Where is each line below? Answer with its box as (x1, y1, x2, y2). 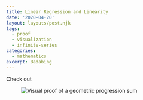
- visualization (11, 37, 52, 43)
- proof (11, 31, 31, 37)
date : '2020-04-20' (6, 14, 55, 20)
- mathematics (11, 53, 47, 59)
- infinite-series (11, 43, 58, 49)
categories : (6, 48, 36, 54)
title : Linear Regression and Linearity (6, 8, 109, 15)
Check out (6, 75, 32, 83)
